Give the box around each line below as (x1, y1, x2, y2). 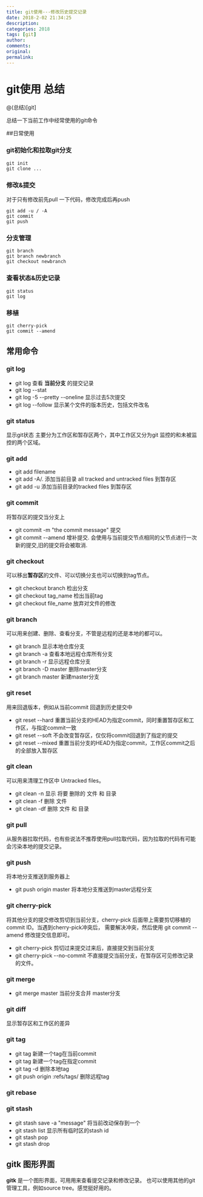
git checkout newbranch (6, 259, 67, 265)
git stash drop (15, 1140, 50, 1147)
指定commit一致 (36, 724, 77, 731)
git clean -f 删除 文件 (15, 797, 67, 804)
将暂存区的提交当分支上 (6, 513, 65, 520)
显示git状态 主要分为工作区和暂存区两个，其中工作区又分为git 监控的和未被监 (6, 431, 197, 439)
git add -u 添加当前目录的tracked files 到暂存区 (15, 483, 132, 490)
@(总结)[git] (6, 103, 36, 111)
